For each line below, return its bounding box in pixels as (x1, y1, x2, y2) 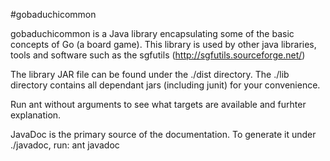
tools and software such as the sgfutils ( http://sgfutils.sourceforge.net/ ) (10, 49, 306, 61)
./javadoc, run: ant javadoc (10, 139, 120, 151)
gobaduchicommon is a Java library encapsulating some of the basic (10, 28, 295, 39)
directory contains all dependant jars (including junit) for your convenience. (10, 79, 321, 91)
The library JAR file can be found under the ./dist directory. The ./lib (10, 69, 290, 80)
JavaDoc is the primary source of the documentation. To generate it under (10, 129, 317, 140)
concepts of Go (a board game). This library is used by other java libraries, (10, 39, 317, 50)
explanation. (10, 109, 62, 121)
